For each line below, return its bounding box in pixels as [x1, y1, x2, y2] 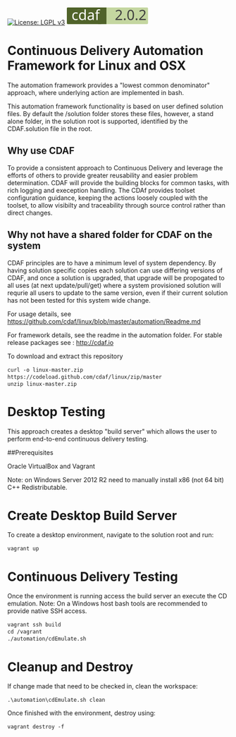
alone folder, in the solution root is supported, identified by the [7, 117, 188, 125]
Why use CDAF [7, 145, 75, 157]
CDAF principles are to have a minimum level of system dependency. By [7, 258, 216, 267]
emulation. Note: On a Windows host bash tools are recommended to [7, 599, 208, 608]
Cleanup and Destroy [7, 659, 134, 675]
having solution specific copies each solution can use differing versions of [7, 266, 223, 275]
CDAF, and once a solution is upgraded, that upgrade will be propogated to [7, 273, 225, 282]
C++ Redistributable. [7, 483, 68, 491]
